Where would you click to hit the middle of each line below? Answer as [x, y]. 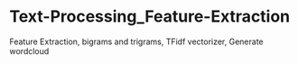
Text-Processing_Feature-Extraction [150, 17]
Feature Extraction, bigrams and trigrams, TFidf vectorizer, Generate [136, 41]
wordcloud [29, 50]
